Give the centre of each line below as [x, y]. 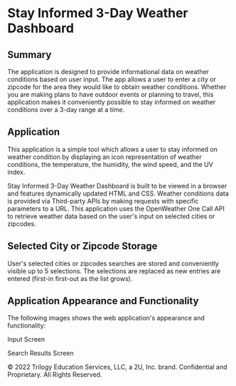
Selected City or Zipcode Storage [82, 247]
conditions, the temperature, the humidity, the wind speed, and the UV [110, 164]
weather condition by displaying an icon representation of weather [105, 157]
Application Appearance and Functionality [103, 301]
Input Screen [26, 340]
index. [16, 172]
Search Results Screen [41, 353]
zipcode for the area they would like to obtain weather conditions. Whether [117, 87]
